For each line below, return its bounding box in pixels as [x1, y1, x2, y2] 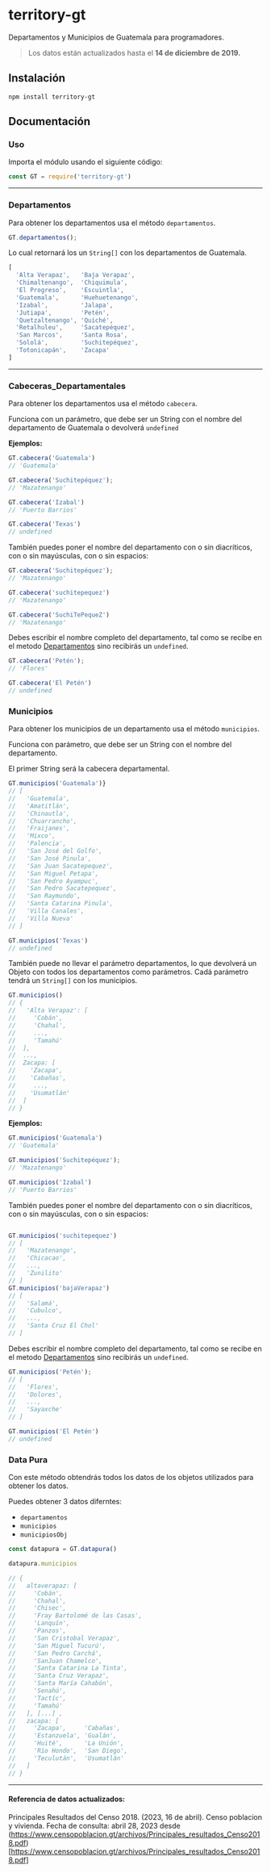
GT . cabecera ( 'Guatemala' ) [8, 454, 95, 462]
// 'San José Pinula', [8, 854, 92, 863]
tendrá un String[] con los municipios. [8, 976, 138, 985]
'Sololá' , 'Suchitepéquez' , [15, 339, 139, 347]
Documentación [8, 115, 91, 128]
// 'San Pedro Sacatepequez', [8, 884, 117, 893]
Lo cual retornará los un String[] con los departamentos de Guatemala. [8, 248, 248, 257]
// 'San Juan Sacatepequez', [8, 862, 114, 870]
